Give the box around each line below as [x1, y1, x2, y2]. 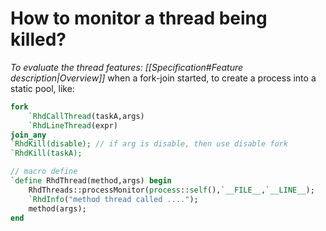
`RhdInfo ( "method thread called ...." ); [28, 194, 199, 204]
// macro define [10, 167, 78, 177]
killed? [10, 28, 67, 51]
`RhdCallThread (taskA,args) [28, 111, 145, 121]
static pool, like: [10, 82, 75, 94]
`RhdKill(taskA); [10, 148, 83, 159]
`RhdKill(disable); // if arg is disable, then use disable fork [10, 139, 288, 149]
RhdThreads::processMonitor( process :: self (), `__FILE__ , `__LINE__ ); [28, 185, 315, 195]
